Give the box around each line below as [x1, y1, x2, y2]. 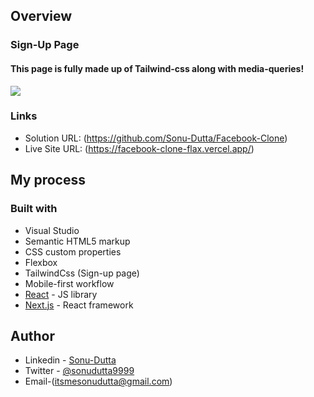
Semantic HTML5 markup [24, 235, 131, 247]
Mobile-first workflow [24, 277, 115, 289]
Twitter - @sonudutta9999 [24, 365, 135, 377]
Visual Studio [24, 224, 80, 236]
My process [10, 172, 86, 189]
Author [10, 327, 55, 344]
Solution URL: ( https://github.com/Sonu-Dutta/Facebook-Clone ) [24, 132, 288, 144]
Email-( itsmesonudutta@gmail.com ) [24, 375, 173, 388]
